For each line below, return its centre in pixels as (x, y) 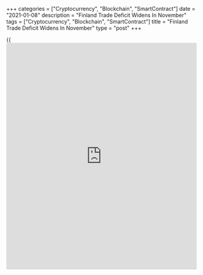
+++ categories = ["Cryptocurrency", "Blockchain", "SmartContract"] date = (101, 9)
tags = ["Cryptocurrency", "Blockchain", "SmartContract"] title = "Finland (97, 21)
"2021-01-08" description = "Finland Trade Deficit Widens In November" (96, 15)
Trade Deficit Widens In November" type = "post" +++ (74, 28)
